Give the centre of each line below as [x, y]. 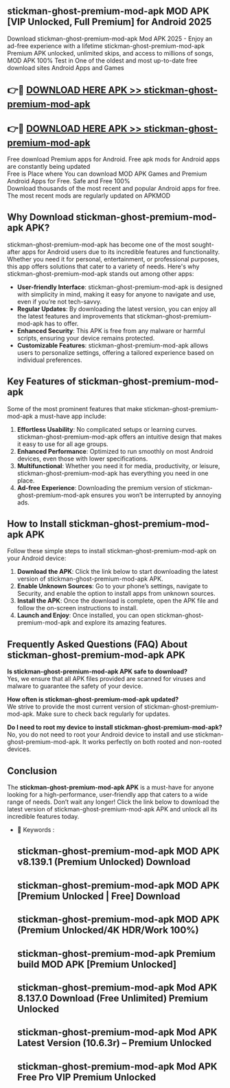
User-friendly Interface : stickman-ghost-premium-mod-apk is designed [120, 287]
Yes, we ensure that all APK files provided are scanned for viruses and [106, 679]
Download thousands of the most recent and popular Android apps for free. [114, 189]
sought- [203, 244]
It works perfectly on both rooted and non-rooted [152, 742]
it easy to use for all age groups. [62, 444]
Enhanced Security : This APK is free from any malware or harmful [111, 331]
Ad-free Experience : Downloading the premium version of [100, 487]
